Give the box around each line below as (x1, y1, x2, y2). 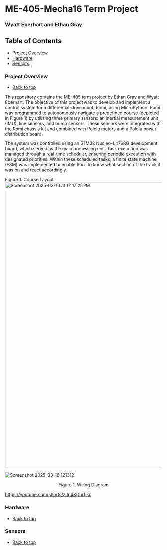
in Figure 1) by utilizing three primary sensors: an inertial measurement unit (5, 115, 158, 121)
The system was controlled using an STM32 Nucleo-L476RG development (5, 140, 158, 146)
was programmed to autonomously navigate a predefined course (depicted (5, 110, 159, 116)
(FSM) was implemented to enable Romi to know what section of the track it (5, 162, 161, 168)
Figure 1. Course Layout (5, 177, 54, 183)
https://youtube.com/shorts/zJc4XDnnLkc (5, 492, 92, 498)
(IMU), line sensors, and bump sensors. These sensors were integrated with (5, 121, 161, 127)
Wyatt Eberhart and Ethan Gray (5, 21, 82, 28)
